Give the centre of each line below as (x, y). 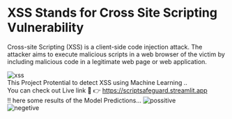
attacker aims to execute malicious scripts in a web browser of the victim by (116, 54)
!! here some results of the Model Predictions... (74, 100)
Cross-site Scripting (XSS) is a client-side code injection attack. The (105, 47)
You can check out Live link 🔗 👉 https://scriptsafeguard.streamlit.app (107, 90)
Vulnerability (46, 27)
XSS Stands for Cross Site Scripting (113, 13)
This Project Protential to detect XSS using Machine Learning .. (98, 82)
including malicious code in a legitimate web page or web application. (107, 61)
